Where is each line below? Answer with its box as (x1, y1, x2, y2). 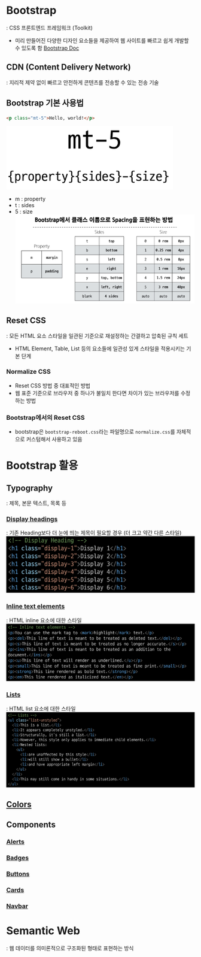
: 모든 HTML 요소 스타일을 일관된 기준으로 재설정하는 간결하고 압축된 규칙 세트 (6, 332, 188, 339)
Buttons (6, 870, 30, 878)
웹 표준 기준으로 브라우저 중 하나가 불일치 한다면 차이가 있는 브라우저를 (14, 389, 179, 396)
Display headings (6, 515, 58, 523)
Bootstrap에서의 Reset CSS (6, 413, 85, 422)
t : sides (14, 202, 35, 209)
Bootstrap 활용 (6, 459, 78, 473)
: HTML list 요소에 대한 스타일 (6, 705, 76, 712)
